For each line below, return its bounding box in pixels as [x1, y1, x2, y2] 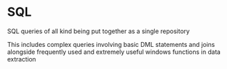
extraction [7, 55, 37, 63]
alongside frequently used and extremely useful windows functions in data [7, 48, 221, 56]
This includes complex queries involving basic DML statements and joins [7, 40, 215, 48]
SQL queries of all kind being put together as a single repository [7, 27, 190, 35]
